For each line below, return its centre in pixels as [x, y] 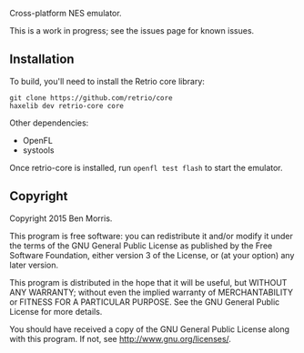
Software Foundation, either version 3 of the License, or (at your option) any [152, 255]
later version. [34, 265]
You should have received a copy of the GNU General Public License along [149, 329]
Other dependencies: [49, 123]
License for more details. [56, 311]
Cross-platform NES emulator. [66, 13]
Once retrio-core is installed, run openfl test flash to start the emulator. [147, 167]
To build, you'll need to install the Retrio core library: [107, 81]
